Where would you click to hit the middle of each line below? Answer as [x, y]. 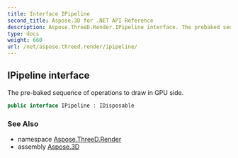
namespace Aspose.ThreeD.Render [69, 139]
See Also [23, 123]
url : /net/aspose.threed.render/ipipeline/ [73, 47]
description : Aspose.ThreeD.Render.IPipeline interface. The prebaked [114, 27]
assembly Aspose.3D [49, 147]
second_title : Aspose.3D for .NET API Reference [80, 21]
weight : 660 [25, 40]
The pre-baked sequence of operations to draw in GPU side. [96, 92]
